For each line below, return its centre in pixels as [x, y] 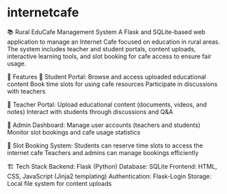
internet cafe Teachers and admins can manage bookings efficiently [103, 152]
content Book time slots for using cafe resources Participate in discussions [112, 84]
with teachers [26, 91]
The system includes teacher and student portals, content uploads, [102, 48]
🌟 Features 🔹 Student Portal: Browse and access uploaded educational [107, 77]
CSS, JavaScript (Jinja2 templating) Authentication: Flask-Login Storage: [109, 176]
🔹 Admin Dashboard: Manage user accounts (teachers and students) [104, 125]
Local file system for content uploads [59, 183]
